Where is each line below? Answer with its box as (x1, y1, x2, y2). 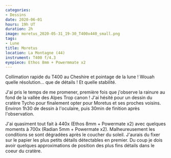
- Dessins (5, 12, 27, 17)
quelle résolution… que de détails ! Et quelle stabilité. (5, 79, 117, 85)
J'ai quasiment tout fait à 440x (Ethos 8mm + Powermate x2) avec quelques (5, 121, 166, 127)
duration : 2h (5, 27, 33, 32)
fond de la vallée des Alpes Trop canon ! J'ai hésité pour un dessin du (5, 95, 153, 101)
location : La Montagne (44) (5, 50, 66, 55)
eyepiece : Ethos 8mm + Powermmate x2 (5, 60, 86, 65)
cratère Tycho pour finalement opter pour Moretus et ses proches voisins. (5, 100, 161, 106)
